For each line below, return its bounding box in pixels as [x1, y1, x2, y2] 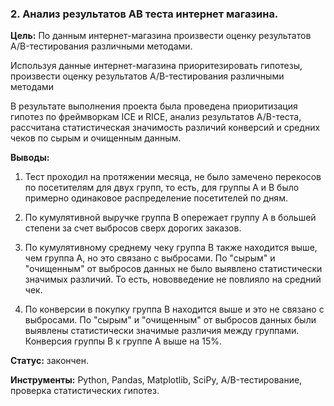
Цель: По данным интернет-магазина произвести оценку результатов [10, 30, 312, 42]
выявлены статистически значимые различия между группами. [24, 325, 300, 337]
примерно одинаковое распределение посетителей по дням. [24, 192, 288, 204]
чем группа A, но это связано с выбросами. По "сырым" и [24, 252, 276, 264]
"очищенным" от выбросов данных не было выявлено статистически [24, 263, 323, 275]
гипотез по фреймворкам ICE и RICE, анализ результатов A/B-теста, [10, 111, 302, 123]
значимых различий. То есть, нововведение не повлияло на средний [24, 273, 322, 286]
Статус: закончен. [10, 355, 90, 367]
